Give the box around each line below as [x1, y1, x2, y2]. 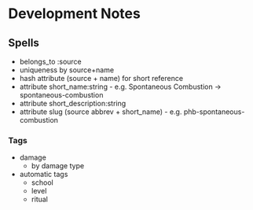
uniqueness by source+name [19, 65, 115, 75]
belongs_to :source [19, 57, 82, 66]
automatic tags [19, 170, 68, 179]
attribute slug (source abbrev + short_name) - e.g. [19, 107, 182, 116]
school [31, 178, 53, 187]
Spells [8, 36, 39, 50]
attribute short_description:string [19, 99, 126, 108]
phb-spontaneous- [183, 107, 245, 116]
